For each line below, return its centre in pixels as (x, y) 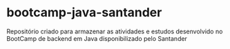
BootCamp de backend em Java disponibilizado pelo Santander (97, 38)
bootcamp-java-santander (84, 13)
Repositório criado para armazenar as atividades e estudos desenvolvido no (115, 31)
